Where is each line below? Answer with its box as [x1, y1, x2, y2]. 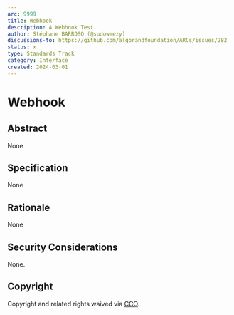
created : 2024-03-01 [7, 63, 69, 71]
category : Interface [7, 57, 69, 64]
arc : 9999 [7, 10, 37, 18]
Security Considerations [7, 241, 119, 253]
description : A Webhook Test [7, 24, 94, 31]
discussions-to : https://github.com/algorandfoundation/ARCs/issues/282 [7, 37, 228, 44]
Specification [7, 162, 68, 175]
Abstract [7, 123, 48, 135]
